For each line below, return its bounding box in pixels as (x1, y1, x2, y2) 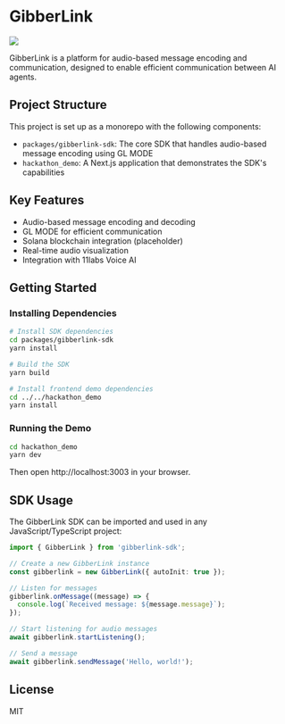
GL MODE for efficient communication (21, 226, 163, 237)
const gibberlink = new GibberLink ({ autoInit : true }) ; (9, 567, 226, 577)
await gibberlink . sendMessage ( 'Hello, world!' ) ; (9, 657, 194, 666)
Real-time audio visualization (21, 245, 130, 255)
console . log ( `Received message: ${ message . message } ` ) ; (17, 600, 226, 609)
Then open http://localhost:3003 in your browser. (9, 467, 191, 478)
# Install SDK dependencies (9, 328, 114, 337)
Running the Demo (9, 422, 92, 435)
